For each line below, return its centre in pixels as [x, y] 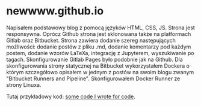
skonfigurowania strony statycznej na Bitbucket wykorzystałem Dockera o [98, 66]
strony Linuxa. [24, 84]
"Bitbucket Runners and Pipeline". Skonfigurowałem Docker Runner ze [93, 78]
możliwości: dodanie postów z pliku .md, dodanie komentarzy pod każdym [99, 47]
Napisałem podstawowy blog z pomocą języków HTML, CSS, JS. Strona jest [101, 28]
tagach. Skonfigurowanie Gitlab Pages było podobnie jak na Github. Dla [95, 59]
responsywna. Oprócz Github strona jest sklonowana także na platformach [99, 34]
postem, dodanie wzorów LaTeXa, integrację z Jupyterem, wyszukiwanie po [100, 53]
